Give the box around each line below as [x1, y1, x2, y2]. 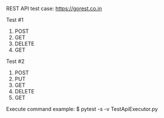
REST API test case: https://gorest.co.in [6, 5, 102, 12]
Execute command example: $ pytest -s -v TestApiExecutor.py [6, 106, 158, 112]
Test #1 [6, 16, 24, 23]
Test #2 [6, 58, 25, 65]
